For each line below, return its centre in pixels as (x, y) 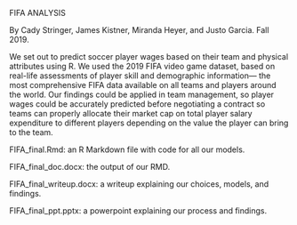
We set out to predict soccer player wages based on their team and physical (149, 56)
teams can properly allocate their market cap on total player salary (131, 113)
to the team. (31, 132)
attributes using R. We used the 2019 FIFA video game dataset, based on (142, 66)
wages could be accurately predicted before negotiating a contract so (137, 104)
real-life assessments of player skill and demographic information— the (140, 76)
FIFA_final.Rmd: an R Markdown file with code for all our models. (127, 149)
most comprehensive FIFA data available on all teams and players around (143, 85)
